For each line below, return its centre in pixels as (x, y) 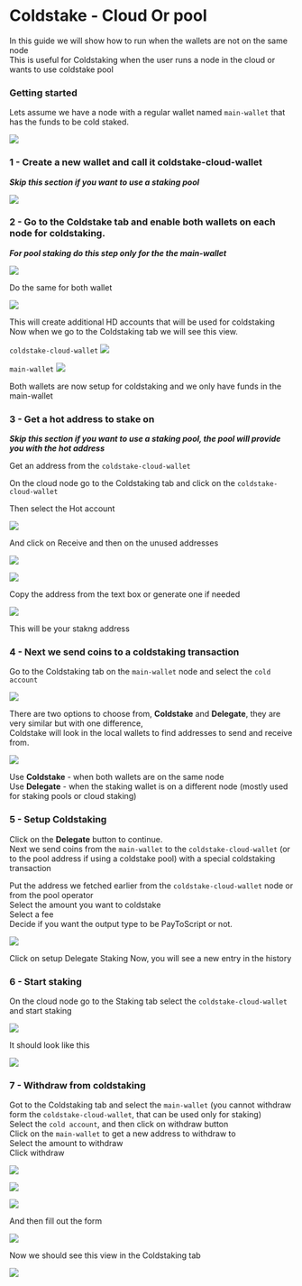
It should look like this (50, 1045)
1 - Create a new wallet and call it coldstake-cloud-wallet (136, 162)
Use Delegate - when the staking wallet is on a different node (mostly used (149, 786)
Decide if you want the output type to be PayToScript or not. (121, 923)
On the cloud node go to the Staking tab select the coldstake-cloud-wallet (148, 1001)
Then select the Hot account (62, 509)
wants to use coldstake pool (62, 69)
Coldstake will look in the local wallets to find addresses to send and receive (151, 733)
